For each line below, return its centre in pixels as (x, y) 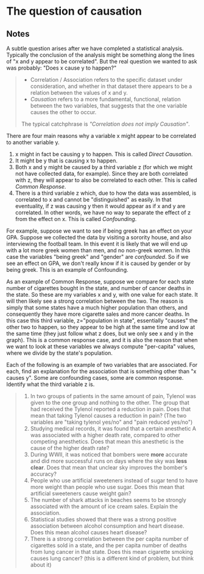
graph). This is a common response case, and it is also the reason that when (102, 340)
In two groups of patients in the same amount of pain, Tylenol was (113, 396)
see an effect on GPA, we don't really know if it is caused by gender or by (98, 263)
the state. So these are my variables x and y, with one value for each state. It (102, 295)
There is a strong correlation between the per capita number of (109, 539)
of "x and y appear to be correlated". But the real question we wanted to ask (102, 61)
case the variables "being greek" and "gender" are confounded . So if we (97, 257)
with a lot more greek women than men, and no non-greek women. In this (98, 250)
